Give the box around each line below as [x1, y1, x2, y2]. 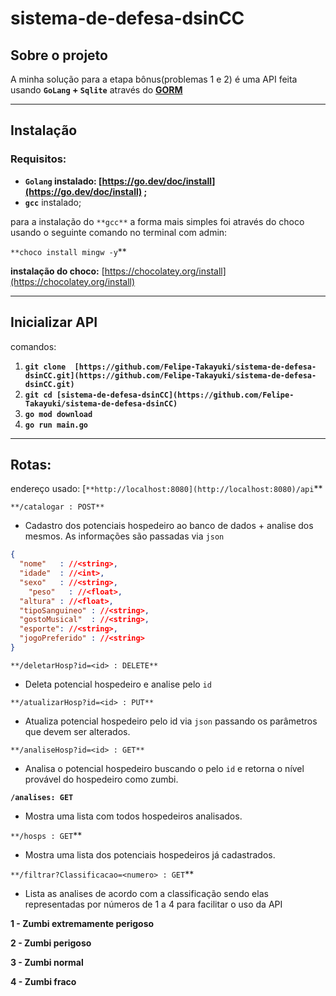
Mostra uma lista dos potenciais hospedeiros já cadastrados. [24, 848, 276, 861]
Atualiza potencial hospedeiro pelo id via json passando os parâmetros [24, 715, 318, 727]
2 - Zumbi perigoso [10, 937, 92, 949]
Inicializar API [10, 314, 98, 331]
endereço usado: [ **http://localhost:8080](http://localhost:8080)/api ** [10, 483, 323, 495]
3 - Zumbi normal [10, 956, 84, 968]
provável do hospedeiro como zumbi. [24, 773, 179, 785]
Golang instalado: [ [24, 175, 103, 187]
